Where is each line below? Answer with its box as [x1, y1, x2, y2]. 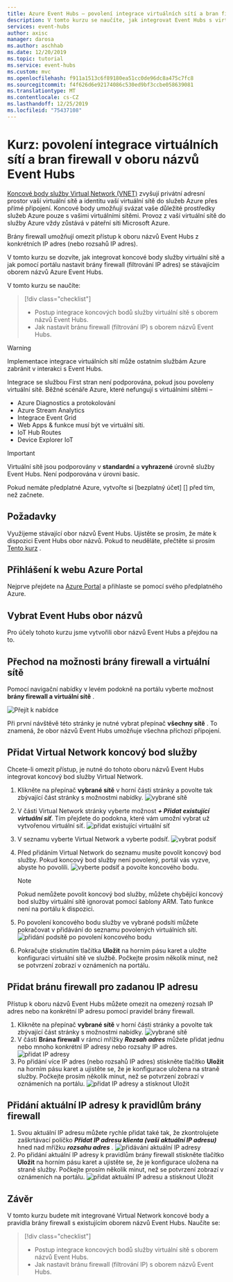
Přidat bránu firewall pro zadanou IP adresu [7, 981, 198, 993]
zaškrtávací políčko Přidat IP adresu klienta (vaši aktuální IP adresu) [17, 1136, 217, 1145]
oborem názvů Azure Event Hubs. [7, 268, 104, 276]
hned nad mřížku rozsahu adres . [17, 1143, 114, 1152]
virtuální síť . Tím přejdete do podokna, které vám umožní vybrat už [17, 814, 210, 822]
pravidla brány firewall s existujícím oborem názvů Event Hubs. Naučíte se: [7, 1219, 221, 1227]
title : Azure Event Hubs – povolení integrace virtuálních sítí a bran [7, 10, 218, 17]
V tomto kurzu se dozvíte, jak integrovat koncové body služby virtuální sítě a [7, 253, 225, 261]
